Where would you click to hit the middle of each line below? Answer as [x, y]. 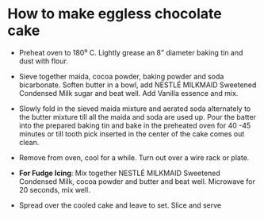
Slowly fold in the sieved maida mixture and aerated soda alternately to [135, 109]
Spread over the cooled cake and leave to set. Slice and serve [120, 205]
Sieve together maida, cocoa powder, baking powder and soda [121, 76]
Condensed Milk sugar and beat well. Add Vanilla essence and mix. [128, 93]
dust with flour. [43, 61]
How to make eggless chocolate [115, 14]
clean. [29, 142]
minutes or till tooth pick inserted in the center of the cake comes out [132, 134]
